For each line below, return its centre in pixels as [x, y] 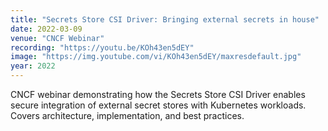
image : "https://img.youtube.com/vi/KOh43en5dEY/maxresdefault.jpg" [156, 57]
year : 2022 [33, 66]
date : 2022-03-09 [46, 29]
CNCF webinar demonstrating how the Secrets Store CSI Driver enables [158, 94]
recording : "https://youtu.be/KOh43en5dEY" [102, 47]
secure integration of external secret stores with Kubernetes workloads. [158, 105]
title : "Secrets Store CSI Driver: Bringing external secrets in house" [165, 19]
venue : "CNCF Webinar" [57, 38]
